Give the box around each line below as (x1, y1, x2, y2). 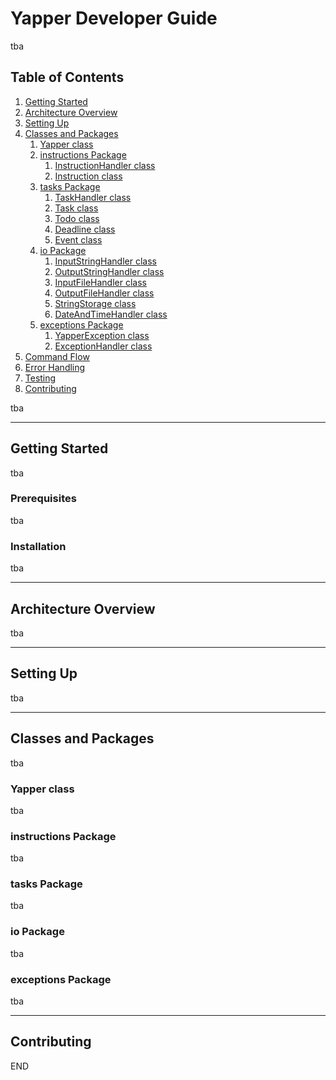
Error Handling (24, 361, 86, 373)
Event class (54, 233, 103, 246)
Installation (10, 539, 67, 553)
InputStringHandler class (54, 255, 157, 267)
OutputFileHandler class (54, 287, 155, 299)
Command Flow (24, 350, 90, 362)
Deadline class (54, 223, 116, 235)
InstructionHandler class (54, 159, 156, 171)
